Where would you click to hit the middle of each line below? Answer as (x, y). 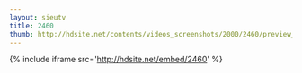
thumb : (22, 34)
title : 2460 (31, 26)
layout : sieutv (38, 17)
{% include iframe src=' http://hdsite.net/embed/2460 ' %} (116, 60)
